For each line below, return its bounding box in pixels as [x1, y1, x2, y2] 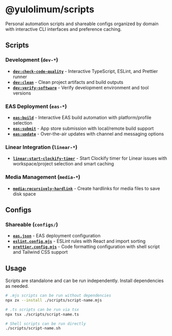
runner [12, 73, 27, 80]
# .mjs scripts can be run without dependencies [5, 293, 111, 298]
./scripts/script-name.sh [5, 326, 61, 331]
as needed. [5, 283, 29, 289]
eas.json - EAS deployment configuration [12, 233, 101, 239]
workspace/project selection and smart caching [12, 161, 114, 167]
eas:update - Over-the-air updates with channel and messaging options [12, 130, 164, 137]
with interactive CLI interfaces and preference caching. [5, 26, 122, 32]
